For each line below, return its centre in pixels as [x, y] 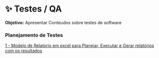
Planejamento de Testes [34, 35]
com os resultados [24, 51]
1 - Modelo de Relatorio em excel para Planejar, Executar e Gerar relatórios [80, 46]
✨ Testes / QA [34, 9]
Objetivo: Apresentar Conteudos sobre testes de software [63, 22]
